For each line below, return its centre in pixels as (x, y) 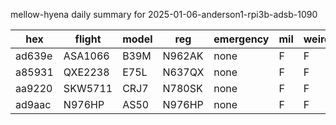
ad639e (34, 56)
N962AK (183, 56)
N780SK (182, 88)
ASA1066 (86, 56)
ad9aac (33, 104)
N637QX (183, 72)
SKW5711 (88, 88)
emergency (241, 39)
